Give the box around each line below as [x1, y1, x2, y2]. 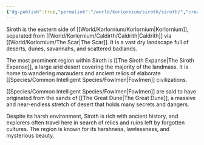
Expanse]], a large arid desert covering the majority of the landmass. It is [6, 63, 189, 70]
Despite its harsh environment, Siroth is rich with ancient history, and [6, 112, 178, 120]
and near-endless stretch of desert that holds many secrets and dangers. [6, 101, 189, 108]
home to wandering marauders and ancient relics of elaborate [6, 69, 161, 76]
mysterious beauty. [6, 132, 55, 139]
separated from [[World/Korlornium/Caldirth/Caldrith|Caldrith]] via [6, 32, 172, 39]
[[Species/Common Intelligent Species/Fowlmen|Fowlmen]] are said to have [6, 87, 196, 95]
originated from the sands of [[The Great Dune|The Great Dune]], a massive [6, 94, 196, 101]
